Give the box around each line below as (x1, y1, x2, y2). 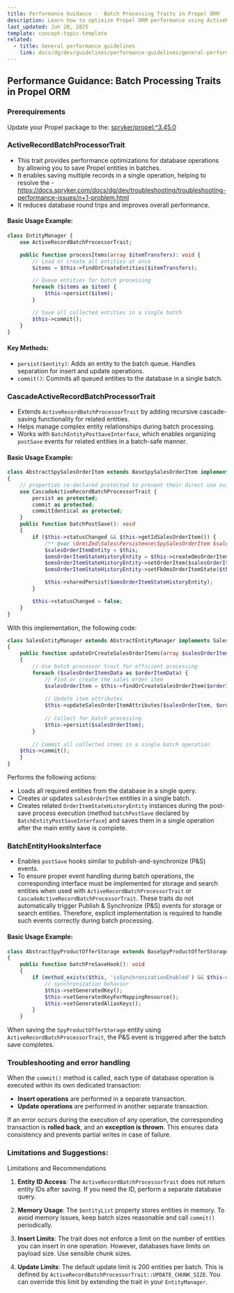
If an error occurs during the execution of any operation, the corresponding (7, 1115, 224, 1124)
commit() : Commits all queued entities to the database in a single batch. (17, 374, 223, 382)
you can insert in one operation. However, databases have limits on (17, 1241, 210, 1250)
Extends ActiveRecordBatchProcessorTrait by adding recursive (17, 407, 198, 416)
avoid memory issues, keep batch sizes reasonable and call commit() (17, 1213, 215, 1222)
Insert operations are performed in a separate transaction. (17, 1095, 187, 1103)
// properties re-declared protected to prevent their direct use (19, 482, 217, 489)
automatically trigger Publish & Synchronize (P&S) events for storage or (17, 902, 223, 910)
